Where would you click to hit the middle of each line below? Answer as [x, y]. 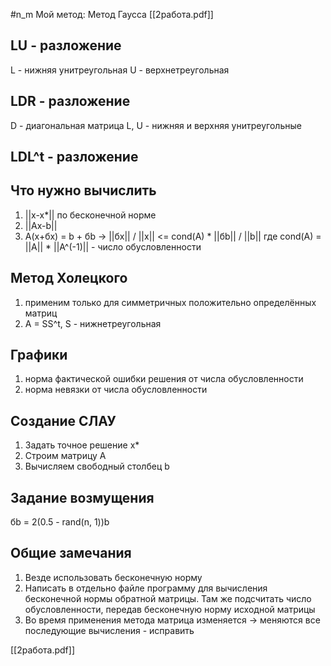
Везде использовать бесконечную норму [113, 577]
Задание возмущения [82, 497]
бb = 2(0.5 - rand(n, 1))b [60, 522]
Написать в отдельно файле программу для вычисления [146, 588]
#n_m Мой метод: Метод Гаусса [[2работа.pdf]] [112, 14]
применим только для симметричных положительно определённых [170, 302]
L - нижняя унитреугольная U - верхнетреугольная [120, 70]
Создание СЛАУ [63, 420]
